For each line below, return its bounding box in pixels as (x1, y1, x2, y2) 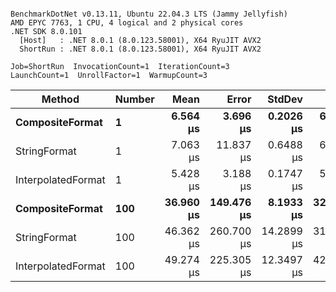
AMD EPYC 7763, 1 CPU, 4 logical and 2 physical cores (10, 18, 244, 28)
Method (41, 92, 80, 106)
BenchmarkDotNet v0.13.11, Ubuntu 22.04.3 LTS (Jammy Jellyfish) (10, 9, 288, 19)
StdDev (267, 92, 303, 106)
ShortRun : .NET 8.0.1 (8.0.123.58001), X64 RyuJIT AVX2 (19, 44, 262, 54)
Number (114, 92, 155, 106)
